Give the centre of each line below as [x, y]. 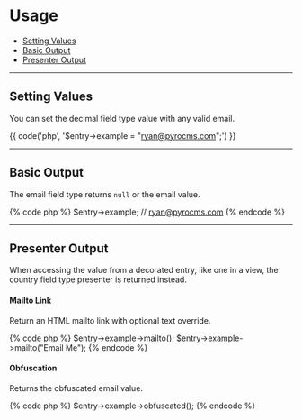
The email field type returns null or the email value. [105, 194]
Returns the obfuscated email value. [76, 388]
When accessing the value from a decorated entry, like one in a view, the [144, 270]
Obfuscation [33, 368]
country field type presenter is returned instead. [98, 279]
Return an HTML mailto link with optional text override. [110, 320]
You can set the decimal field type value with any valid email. [122, 118]
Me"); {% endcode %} [107, 347]
